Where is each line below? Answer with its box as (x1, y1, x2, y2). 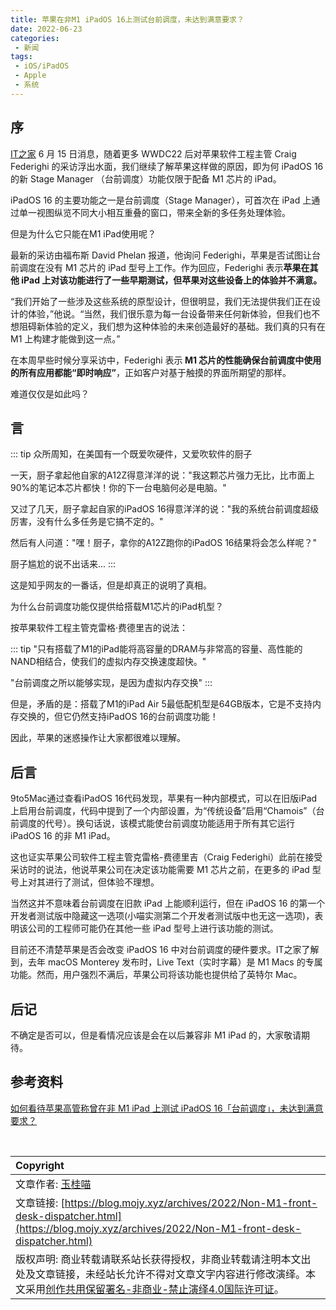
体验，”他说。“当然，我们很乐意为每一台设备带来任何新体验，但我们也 (27, 307, 312, 320)
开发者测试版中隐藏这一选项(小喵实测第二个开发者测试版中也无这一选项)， (10, 910, 315, 922)
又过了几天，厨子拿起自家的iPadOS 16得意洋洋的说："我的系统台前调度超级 (10, 503, 320, 515)
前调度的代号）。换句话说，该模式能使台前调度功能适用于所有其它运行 (10, 817, 295, 830)
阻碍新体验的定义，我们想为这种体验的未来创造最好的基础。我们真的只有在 (18, 320, 326, 332)
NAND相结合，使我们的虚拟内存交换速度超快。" (10, 656, 207, 668)
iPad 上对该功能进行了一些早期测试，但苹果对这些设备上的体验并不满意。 (21, 274, 323, 286)
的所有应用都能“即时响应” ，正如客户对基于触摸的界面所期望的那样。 (10, 366, 292, 378)
